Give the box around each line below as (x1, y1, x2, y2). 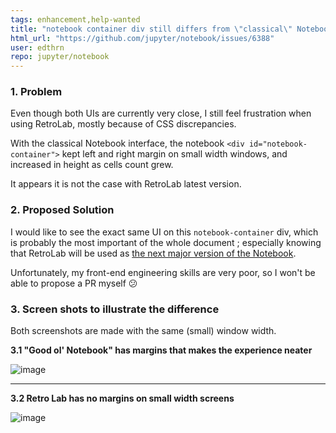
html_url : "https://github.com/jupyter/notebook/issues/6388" (10, 33, 275, 43)
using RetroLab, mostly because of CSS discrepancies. (10, 118, 237, 130)
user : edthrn (10, 42, 65, 53)
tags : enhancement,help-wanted (10, 14, 141, 25)
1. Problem (10, 85, 63, 99)
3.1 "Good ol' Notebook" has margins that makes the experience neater (10, 344, 313, 356)
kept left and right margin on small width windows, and (61, 148, 288, 160)
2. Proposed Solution (10, 203, 115, 217)
